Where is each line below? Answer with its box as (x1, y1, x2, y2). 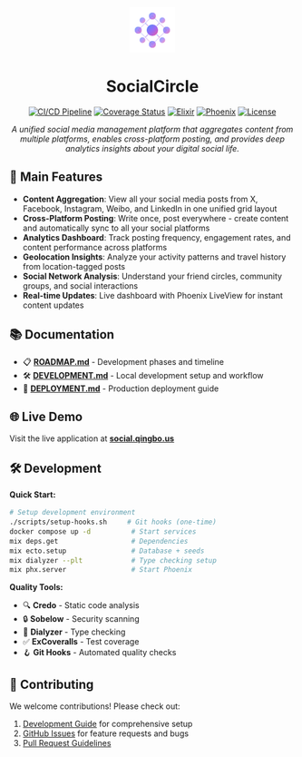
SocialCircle (105, 76, 200, 97)
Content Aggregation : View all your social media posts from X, (22, 193, 258, 204)
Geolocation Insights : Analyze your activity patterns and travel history (22, 251, 287, 262)
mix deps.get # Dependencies (9, 536, 189, 546)
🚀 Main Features (9, 170, 102, 185)
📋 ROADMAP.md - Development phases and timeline (22, 356, 225, 367)
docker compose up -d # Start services (9, 526, 197, 536)
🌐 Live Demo (9, 408, 83, 424)
